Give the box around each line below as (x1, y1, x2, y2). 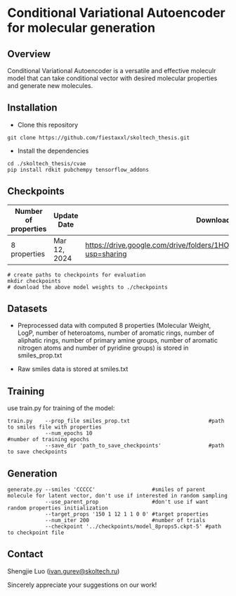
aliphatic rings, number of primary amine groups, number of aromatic (17, 336, 218, 345)
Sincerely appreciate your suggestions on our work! (7, 581, 157, 589)
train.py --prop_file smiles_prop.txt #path (7, 417, 225, 425)
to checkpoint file (7, 529, 65, 536)
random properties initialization (7, 505, 109, 512)
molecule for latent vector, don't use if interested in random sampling (7, 493, 228, 500)
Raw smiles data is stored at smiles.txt (17, 364, 129, 374)
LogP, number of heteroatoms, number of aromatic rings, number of (17, 329, 215, 337)
